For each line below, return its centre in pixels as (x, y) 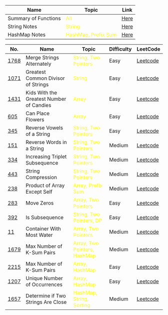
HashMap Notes (27, 35)
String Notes (22, 26)
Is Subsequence (45, 217)
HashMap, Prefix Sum (91, 35)
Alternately (38, 64)
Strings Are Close (46, 302)
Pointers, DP (88, 220)
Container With (43, 229)
